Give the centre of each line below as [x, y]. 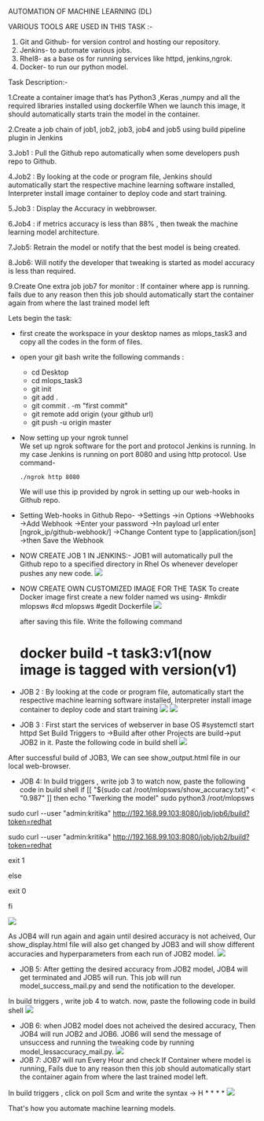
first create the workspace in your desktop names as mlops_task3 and [133, 333]
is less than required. [42, 271]
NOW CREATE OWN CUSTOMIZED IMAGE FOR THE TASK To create [129, 588]
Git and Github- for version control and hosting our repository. [120, 42]
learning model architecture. [54, 232]
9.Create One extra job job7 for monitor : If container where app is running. [129, 286]
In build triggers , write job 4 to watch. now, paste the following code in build [132, 1001]
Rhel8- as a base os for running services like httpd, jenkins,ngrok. [126, 59]
